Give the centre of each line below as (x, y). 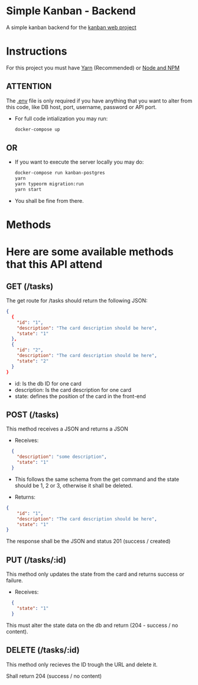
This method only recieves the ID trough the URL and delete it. (82, 664)
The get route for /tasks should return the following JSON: (77, 301)
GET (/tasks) (30, 286)
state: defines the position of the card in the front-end (80, 396)
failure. (15, 581)
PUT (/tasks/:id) (36, 560)
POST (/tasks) (33, 414)
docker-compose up (37, 129)
